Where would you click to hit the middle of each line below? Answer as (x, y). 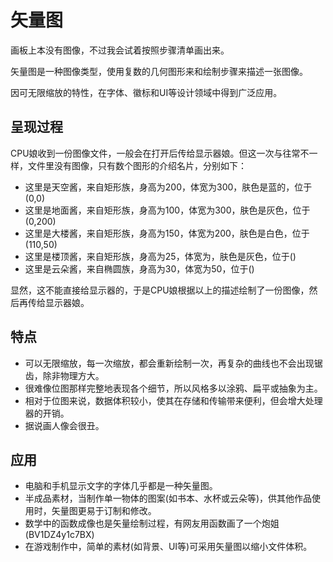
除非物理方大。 (73, 375)
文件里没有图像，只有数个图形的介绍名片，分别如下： (137, 165)
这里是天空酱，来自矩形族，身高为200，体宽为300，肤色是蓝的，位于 (168, 187)
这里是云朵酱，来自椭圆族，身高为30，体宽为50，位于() (139, 268)
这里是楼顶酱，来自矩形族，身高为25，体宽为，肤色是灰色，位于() (160, 256)
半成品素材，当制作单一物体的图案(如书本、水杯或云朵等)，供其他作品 (168, 498)
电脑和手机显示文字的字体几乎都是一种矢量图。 (121, 486)
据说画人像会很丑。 (64, 425)
